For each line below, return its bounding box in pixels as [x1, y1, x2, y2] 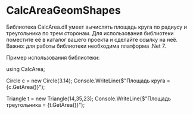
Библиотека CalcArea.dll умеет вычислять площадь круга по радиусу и [6, 23, 188, 30]
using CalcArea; [6, 65, 45, 72]
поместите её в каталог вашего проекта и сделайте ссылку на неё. [6, 36, 178, 43]
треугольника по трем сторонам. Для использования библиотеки [6, 29, 174, 36]
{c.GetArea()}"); [6, 83, 45, 90]
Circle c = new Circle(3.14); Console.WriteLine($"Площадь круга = [6, 77, 171, 84]
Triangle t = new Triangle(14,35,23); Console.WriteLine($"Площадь [6, 95, 172, 102]
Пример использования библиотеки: [6, 54, 100, 61]
